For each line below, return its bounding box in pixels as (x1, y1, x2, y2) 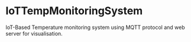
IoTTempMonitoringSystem (5, 4, 143, 18)
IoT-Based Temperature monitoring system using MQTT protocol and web (5, 24, 185, 31)
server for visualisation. (5, 30, 63, 37)
